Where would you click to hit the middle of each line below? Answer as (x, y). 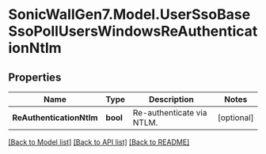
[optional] (236, 118)
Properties (35, 77)
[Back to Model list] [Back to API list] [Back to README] (99, 142)
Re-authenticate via (170, 113)
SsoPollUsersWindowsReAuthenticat (133, 31)
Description (171, 99)
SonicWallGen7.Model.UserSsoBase (129, 15)
